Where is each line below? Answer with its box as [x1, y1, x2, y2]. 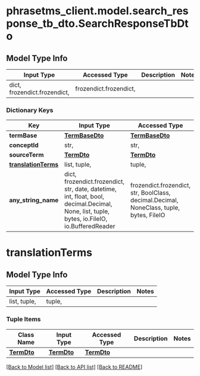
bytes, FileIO [130, 211, 165, 220]
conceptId [9, 141, 39, 149]
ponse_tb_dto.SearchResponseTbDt [6, 17, 189, 30]
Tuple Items [6, 315, 41, 324]
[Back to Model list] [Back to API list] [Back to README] [6, 363, 143, 370]
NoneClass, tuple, [130, 203, 180, 212]
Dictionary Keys [6, 106, 54, 114]
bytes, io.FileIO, [64, 215, 108, 223]
